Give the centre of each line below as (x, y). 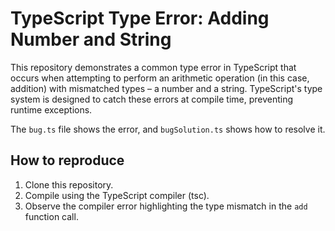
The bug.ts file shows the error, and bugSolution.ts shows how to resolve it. (168, 129)
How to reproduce (67, 160)
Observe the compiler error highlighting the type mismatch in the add (166, 206)
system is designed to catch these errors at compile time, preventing (152, 99)
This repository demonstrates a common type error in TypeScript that (153, 67)
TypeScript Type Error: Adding (140, 18)
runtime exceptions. (51, 109)
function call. (51, 216)
